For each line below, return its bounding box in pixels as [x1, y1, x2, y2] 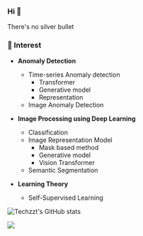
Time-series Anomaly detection [28, 70, 120, 79]
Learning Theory [17, 179, 69, 188]
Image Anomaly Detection [28, 100, 104, 109]
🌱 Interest [7, 41, 42, 50]
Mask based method [38, 143, 99, 151]
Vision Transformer [38, 158, 96, 166]
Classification [28, 128, 69, 136]
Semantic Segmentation [28, 166, 98, 174]
